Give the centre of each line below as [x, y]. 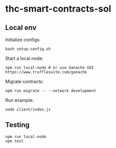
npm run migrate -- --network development [51, 91]
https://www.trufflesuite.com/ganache [46, 72]
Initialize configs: [23, 40]
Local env [21, 28]
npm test [14, 141]
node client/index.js [28, 109]
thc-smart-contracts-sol [58, 9]
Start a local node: [24, 58]
